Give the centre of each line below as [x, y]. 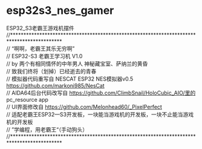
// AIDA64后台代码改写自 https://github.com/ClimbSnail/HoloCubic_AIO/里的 [101, 93]
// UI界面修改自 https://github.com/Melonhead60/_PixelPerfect [84, 107]
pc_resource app [27, 99]
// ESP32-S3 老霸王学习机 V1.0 [44, 56]
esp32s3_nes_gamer [60, 11]
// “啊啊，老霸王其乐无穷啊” [41, 48]
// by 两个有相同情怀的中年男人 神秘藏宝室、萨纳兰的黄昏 [77, 64]
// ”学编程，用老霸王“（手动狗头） [47, 129]
